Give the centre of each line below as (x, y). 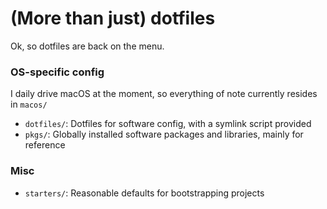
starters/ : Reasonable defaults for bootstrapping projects (144, 193)
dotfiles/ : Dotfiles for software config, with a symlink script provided (168, 124)
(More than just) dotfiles (113, 18)
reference (45, 145)
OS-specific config (57, 72)
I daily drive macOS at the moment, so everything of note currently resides (164, 94)
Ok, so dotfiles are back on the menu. (87, 46)
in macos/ (29, 104)
